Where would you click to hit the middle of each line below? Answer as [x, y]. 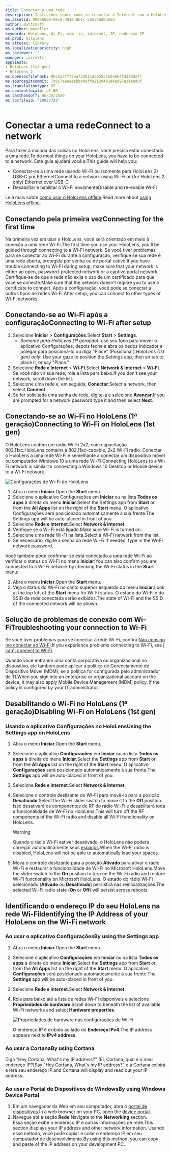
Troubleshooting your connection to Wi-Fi [79, 628]
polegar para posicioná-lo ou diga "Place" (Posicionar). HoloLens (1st [92, 351]
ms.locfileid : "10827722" [33, 100]
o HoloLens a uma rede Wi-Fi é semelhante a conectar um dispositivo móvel [85, 455]
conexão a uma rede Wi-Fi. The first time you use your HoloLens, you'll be [82, 245]
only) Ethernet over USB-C [41, 182]
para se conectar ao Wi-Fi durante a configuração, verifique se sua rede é [83, 255]
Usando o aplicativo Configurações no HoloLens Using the [78, 726]
